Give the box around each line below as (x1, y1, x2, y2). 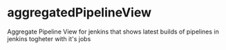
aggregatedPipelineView (7, 5, 152, 21)
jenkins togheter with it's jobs (7, 34, 91, 42)
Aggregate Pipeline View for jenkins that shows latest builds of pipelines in (7, 27, 220, 36)
